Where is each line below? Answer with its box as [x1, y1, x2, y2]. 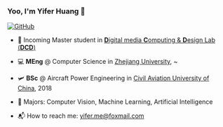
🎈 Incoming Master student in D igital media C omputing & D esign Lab [17, 36, 216, 44]
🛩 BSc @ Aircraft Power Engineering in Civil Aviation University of [17, 74, 210, 83]
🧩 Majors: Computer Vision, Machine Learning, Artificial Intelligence [17, 98, 213, 106]
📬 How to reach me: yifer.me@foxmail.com [17, 112, 144, 120]
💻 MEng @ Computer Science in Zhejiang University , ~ [17, 58, 178, 66]
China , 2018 [17, 84, 53, 93]
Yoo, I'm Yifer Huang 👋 [7, 6, 86, 16]
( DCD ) [17, 44, 36, 52]
